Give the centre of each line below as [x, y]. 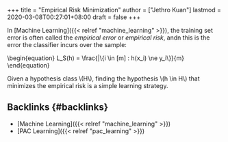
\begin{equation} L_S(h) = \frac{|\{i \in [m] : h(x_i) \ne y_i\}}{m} [96, 58]
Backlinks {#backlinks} [58, 108]
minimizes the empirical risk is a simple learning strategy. [88, 86]
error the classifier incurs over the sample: [67, 45]
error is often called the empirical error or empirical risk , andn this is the [109, 38]
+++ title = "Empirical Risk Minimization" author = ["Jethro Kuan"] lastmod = [114, 10]
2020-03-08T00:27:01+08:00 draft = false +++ [74, 17]
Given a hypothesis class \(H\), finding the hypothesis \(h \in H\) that [103, 79]
